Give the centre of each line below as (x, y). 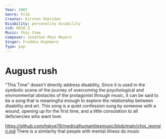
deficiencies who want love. (34, 116)
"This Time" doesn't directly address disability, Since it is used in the (75, 85)
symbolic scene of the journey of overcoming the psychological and (75, 90)
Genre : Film (17, 14)
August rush (31, 71)
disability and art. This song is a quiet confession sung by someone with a (81, 106)
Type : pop (15, 46)
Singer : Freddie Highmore (32, 42)
